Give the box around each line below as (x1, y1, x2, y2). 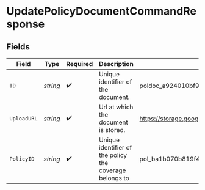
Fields (6, 42, 31, 52)
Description (98, 60, 134, 68)
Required (66, 60, 93, 68)
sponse (6, 17, 45, 31)
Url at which (98, 103, 134, 111)
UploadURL (9, 115, 38, 122)
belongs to (98, 174, 129, 182)
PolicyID (9, 156, 35, 163)
